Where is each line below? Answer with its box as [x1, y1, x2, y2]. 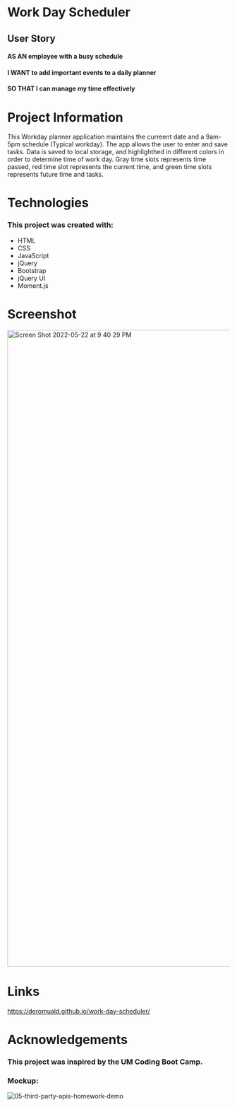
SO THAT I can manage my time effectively [7, 84, 135, 93]
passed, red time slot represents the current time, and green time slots [7, 163, 212, 171]
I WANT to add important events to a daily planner [7, 68, 157, 76]
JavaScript [17, 251, 49, 260]
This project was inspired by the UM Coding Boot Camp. [7, 1057, 203, 1067]
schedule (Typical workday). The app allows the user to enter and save [22, 140, 228, 149]
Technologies [7, 195, 90, 211]
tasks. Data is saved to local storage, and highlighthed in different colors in [7, 148, 224, 156]
